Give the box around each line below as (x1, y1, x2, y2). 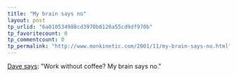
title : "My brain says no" (7, 10, 87, 17)
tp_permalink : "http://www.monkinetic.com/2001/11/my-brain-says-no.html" (7, 43, 232, 50)
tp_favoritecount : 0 (7, 29, 68, 37)
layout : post (7, 17, 46, 24)
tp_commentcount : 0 (7, 36, 65, 43)
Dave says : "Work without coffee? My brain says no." (7, 62, 162, 70)
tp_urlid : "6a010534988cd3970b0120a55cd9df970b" (7, 23, 153, 30)
